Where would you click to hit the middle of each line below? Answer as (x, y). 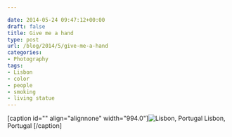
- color (19, 79)
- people (20, 85)
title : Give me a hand (40, 33)
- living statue (31, 98)
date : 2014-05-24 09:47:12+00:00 (56, 20)
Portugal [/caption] (34, 126)
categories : (25, 53)
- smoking (22, 92)
